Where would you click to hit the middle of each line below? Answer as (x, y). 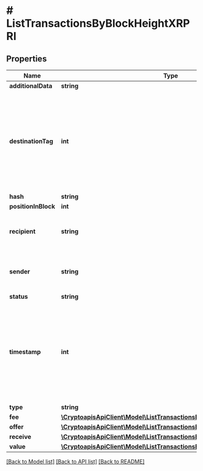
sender (20, 272)
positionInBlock (32, 206)
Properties (27, 58)
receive (20, 437)
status (19, 296)
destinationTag (31, 141)
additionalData (31, 86)
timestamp (25, 352)
